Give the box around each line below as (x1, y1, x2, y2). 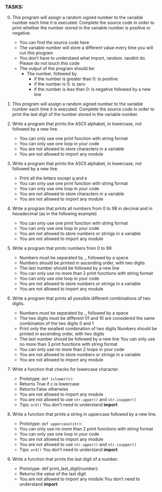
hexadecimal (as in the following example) (12, 211, 97, 217)
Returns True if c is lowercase (19, 381, 80, 387)
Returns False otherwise (19, 386, 68, 392)
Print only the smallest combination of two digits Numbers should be (19, 326, 157, 332)
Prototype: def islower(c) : (19, 376, 74, 382)
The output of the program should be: (19, 66, 96, 71)
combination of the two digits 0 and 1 (19, 320, 94, 326)
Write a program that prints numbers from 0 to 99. (12, 246, 113, 251)
